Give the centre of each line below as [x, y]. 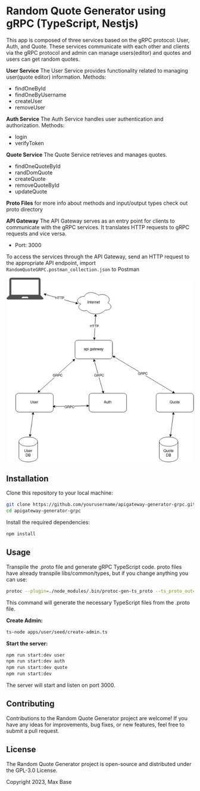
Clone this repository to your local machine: [60, 493]
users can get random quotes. [43, 59]
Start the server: [27, 643]
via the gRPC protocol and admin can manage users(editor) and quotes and [99, 52]
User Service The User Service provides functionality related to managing [97, 70]
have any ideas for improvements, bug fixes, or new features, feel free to [95, 724]
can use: [17, 579]
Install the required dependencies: [48, 523]
